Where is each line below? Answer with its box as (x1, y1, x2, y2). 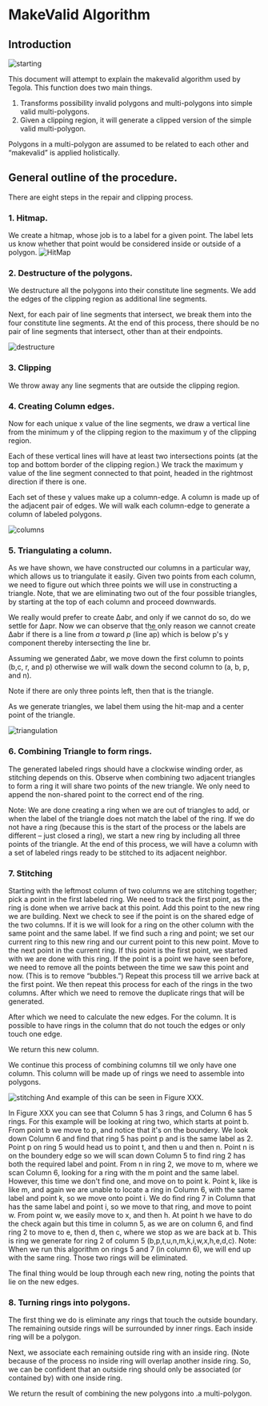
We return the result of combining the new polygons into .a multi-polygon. (8, 1388, 252, 1399)
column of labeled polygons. (8, 510, 102, 518)
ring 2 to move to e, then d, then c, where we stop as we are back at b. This (8, 1227, 258, 1237)
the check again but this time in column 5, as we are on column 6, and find (8, 1219, 254, 1228)
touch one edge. (8, 1029, 62, 1038)
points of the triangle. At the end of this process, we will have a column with (8, 839, 258, 848)
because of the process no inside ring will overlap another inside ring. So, (8, 1356, 251, 1366)
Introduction (8, 38, 72, 51)
